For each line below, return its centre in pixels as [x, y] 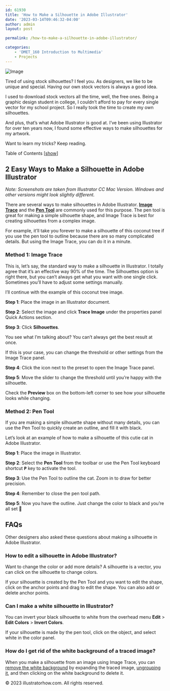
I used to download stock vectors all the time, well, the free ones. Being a [82, 96]
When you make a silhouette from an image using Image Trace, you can [80, 662]
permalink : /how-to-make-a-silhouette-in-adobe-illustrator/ [71, 38]
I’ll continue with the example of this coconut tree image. [64, 292]
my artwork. [18, 134]
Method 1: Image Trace [34, 255]
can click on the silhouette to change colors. [52, 572]
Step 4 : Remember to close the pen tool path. [53, 494]
